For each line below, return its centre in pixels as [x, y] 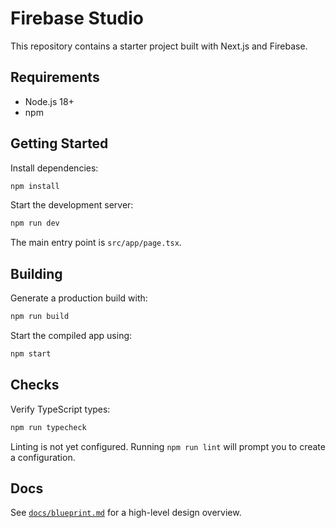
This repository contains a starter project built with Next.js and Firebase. [159, 46]
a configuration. [43, 457]
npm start [31, 354]
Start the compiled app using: [71, 335]
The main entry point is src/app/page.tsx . [96, 243]
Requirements [55, 77]
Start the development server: [72, 205]
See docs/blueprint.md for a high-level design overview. [126, 513]
